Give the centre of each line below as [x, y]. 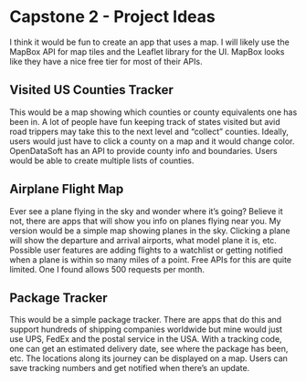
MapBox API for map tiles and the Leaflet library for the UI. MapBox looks [147, 51]
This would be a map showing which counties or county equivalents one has [153, 112]
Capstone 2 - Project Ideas [113, 17]
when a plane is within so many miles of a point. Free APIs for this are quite [151, 259]
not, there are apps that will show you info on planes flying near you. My [145, 221]
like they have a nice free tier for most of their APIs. [106, 61]
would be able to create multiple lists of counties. [102, 160]
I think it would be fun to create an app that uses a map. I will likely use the [149, 42]
